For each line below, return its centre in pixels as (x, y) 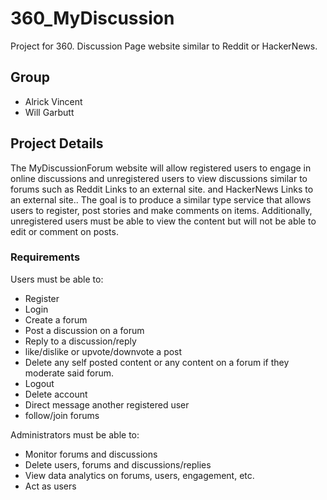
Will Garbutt (49, 112)
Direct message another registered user (107, 404)
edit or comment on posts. (64, 231)
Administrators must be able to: (75, 434)
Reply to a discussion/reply (80, 341)
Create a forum (56, 319)
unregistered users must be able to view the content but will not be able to (163, 221)
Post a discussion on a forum (84, 330)
